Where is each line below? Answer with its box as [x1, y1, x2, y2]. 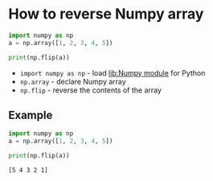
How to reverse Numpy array [8, 5, 204, 23]
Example [8, 108, 53, 121]
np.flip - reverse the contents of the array [19, 85, 162, 95]
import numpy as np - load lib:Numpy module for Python [19, 68, 206, 77]
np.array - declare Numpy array [19, 76, 126, 86]
